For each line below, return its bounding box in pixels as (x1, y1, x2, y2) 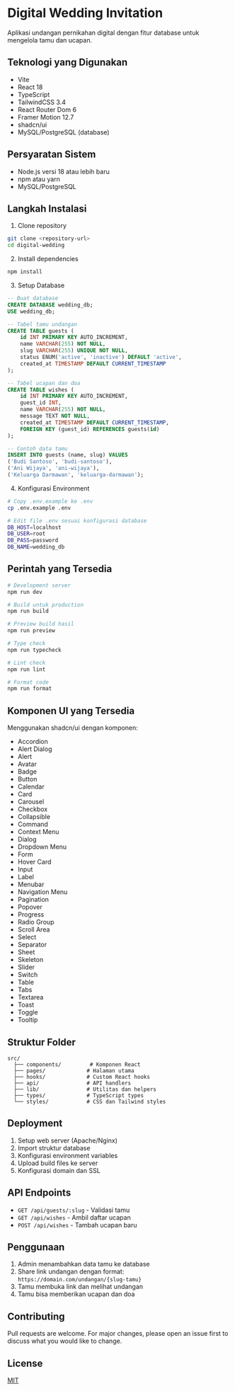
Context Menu (17, 828, 59, 836)
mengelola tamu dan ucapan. (7, 35, 93, 44)
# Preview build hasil (7, 621, 74, 628)
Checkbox (17, 805, 48, 813)
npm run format (7, 685, 52, 692)
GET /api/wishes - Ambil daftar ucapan (17, 1213, 131, 1222)
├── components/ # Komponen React (13, 1060, 141, 1068)
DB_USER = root (7, 530, 46, 537)
